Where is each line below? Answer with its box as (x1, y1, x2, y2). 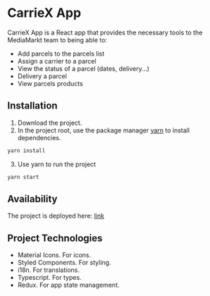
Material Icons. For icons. (17, 251, 92, 259)
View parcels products (17, 79, 83, 87)
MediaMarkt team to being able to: (7, 35, 108, 44)
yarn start (7, 173, 39, 180)
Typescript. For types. (17, 273, 82, 282)
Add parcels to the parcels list (17, 49, 104, 58)
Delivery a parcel (17, 72, 67, 80)
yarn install (7, 147, 46, 154)
